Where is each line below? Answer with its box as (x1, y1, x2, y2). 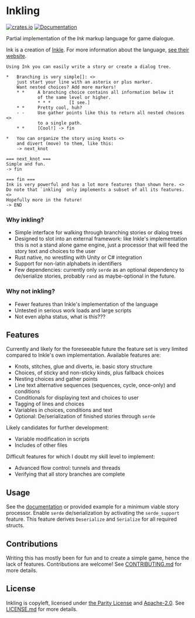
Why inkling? (6, 216, 45, 224)
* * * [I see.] (37, 100, 91, 105)
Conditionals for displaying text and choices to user (14, 394, 139, 401)
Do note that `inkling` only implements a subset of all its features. (6, 186, 184, 193)
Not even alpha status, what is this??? (14, 313, 106, 320)
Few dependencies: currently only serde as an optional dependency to (14, 267, 184, 274)
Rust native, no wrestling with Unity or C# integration (14, 254, 142, 261)
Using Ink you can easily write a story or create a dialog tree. (6, 63, 172, 70)
